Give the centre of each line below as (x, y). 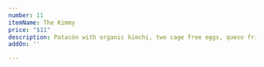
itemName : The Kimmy (42, 23)
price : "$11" (29, 30)
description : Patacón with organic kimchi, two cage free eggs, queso (126, 37)
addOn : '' (24, 44)
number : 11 (26, 15)
